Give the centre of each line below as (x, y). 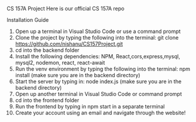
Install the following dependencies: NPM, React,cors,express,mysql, (97, 56)
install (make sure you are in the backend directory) (78, 75)
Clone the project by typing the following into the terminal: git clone (97, 37)
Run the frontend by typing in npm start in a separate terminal (90, 106)
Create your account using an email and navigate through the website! (100, 113)
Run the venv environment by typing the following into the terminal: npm (103, 69)
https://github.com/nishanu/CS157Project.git (69, 44)
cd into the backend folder (47, 50)
